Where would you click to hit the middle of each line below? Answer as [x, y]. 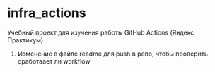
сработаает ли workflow [54, 61]
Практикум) [25, 40]
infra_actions [47, 13]
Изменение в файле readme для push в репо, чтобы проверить [113, 54]
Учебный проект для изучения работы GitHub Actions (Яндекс [101, 32]
